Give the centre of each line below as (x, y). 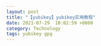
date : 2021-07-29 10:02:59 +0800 (50, 23)
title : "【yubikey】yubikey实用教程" (51, 17)
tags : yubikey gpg (29, 34)
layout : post (23, 12)
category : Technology (34, 28)
